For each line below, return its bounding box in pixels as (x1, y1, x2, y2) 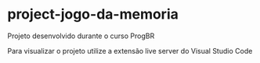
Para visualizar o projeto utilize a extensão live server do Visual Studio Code (7, 46, 253, 55)
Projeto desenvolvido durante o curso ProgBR (7, 31, 155, 40)
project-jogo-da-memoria (7, 5, 179, 23)
